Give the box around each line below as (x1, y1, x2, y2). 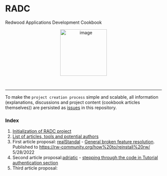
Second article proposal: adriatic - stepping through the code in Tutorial (12, 155, 158, 161)
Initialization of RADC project (12, 128, 72, 134)
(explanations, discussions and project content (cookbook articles (5, 99, 140, 105)
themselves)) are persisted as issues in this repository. (5, 105, 117, 111)
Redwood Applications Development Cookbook (5, 19, 102, 25)
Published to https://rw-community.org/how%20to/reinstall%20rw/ (12, 144, 151, 150)
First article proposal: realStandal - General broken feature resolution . (12, 139, 155, 145)
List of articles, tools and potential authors (12, 133, 99, 139)
